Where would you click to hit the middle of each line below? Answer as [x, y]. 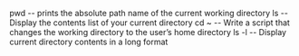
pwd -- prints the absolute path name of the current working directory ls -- [149, 13]
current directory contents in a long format [89, 42]
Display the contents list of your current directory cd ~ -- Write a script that [149, 23]
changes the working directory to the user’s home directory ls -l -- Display [148, 32]
